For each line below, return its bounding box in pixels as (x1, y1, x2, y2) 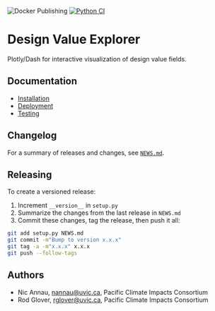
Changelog (7, 129, 57, 141)
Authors (7, 269, 45, 281)
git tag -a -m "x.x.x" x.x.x (7, 243, 91, 250)
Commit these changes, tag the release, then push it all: (17, 216, 180, 225)
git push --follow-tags (7, 250, 78, 257)
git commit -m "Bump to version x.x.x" (7, 237, 122, 244)
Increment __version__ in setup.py (17, 201, 118, 210)
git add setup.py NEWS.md (7, 230, 83, 237)
